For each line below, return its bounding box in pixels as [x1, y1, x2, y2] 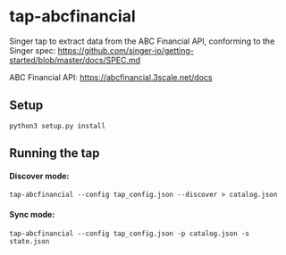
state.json [9, 236, 50, 246]
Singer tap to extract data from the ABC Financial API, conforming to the [9, 36, 275, 46]
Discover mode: [9, 170, 70, 181]
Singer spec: [9, 45, 56, 55]
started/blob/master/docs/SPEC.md [9, 54, 141, 65]
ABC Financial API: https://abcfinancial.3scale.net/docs [9, 71, 213, 82]
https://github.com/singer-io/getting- [57, 45, 195, 55]
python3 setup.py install [9, 121, 105, 130]
